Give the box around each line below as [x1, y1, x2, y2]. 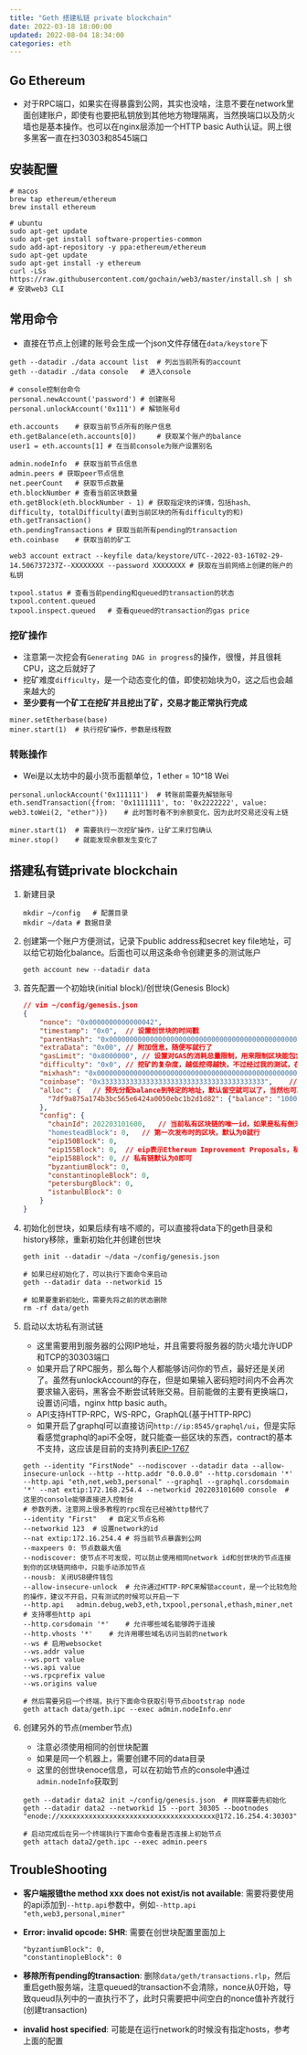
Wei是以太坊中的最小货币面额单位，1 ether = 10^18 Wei [22, 770, 229, 782]
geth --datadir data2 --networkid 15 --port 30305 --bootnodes [22, 1803, 270, 1813]
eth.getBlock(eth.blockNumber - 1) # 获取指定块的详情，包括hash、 [9, 498, 256, 508]
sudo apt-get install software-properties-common [9, 234, 203, 243]
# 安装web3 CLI [9, 284, 65, 294]
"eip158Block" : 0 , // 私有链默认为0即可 [47, 1153, 193, 1162]
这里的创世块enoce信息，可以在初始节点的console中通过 [36, 1764, 250, 1775]
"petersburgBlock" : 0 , [47, 1179, 134, 1189]
